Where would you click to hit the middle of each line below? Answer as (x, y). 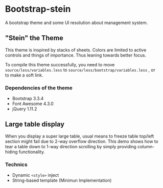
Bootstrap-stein (38, 9)
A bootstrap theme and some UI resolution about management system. (76, 23)
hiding (12, 152)
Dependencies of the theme (39, 88)
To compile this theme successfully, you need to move (60, 64)
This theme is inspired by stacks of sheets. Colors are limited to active (76, 50)
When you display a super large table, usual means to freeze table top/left (80, 136)
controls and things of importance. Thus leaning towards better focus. (76, 55)
